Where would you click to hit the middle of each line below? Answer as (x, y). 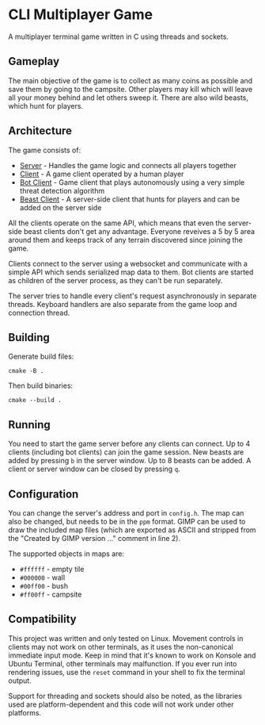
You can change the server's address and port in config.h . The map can (126, 513)
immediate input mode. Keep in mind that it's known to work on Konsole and (132, 655)
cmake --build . (35, 401)
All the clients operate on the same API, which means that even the (117, 223)
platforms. (25, 712)
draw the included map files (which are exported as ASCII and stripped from (132, 530)
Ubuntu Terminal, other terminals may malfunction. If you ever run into (123, 663)
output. (20, 681)
